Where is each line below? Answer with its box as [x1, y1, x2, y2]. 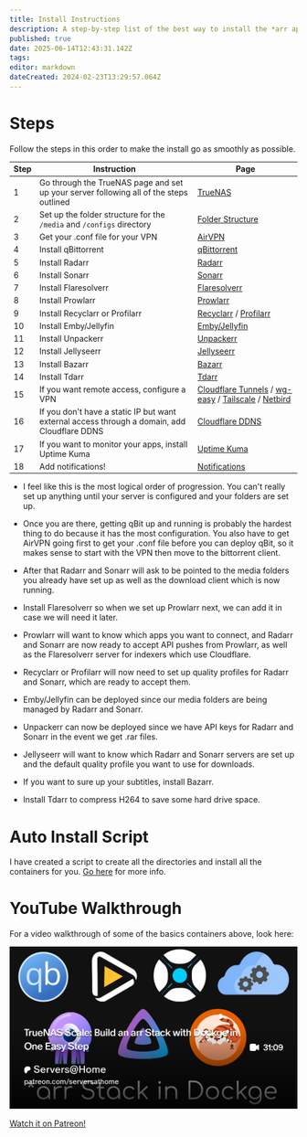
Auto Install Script [9, 826, 149, 847]
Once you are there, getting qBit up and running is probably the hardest [22, 518, 292, 529]
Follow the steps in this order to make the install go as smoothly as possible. [9, 143, 296, 154]
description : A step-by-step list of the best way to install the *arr [9, 24, 288, 34]
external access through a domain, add [39, 416, 186, 427]
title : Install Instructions [9, 15, 121, 24]
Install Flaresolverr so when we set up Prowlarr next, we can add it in [22, 602, 282, 613]
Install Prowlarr [39, 295, 96, 306]
